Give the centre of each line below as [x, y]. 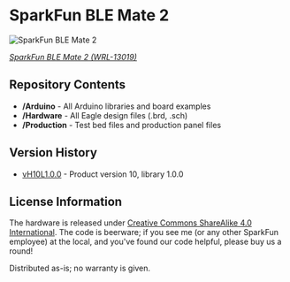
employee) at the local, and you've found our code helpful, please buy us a [145, 242]
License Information [65, 201]
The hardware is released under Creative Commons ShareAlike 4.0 [130, 223]
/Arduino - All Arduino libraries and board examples [116, 106]
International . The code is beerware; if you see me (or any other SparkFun [144, 232]
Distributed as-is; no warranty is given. [80, 268]
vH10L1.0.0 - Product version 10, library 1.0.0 [103, 174]
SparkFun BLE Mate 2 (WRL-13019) [73, 57]
